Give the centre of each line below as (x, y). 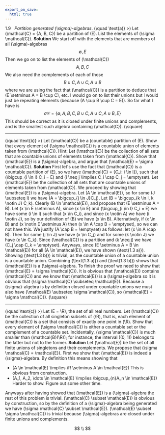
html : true (21, 14)
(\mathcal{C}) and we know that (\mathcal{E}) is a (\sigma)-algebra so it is (81, 276)
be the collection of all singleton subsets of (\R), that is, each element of (78, 316)
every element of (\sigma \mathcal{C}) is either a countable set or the (76, 326)
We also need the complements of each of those (54, 75)
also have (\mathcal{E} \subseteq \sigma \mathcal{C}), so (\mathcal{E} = (79, 292)
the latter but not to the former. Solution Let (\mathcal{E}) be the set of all (80, 342)
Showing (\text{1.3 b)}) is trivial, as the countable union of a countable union (82, 255)
